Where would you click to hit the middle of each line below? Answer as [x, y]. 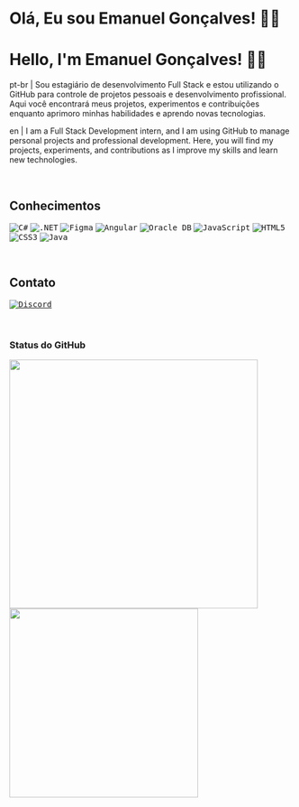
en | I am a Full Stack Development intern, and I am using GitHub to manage [149, 131]
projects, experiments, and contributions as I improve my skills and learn [144, 150]
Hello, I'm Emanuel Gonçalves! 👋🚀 [138, 60]
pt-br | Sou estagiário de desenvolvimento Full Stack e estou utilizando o [144, 85]
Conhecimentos [55, 205]
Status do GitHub [48, 345]
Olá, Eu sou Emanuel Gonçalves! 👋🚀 [145, 19]
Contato [32, 283]
